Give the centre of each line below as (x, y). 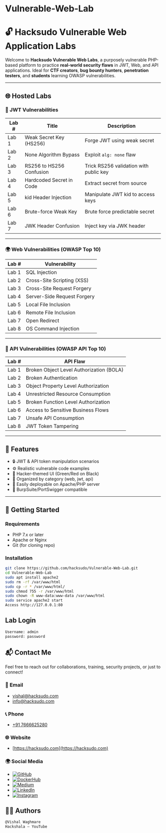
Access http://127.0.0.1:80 (34, 605)
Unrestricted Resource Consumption (68, 394)
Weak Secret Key (44, 137)
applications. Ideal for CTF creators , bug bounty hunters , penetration (77, 70)
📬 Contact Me (28, 652)
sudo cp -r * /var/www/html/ (35, 587)
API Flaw (75, 362)
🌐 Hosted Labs (28, 96)
